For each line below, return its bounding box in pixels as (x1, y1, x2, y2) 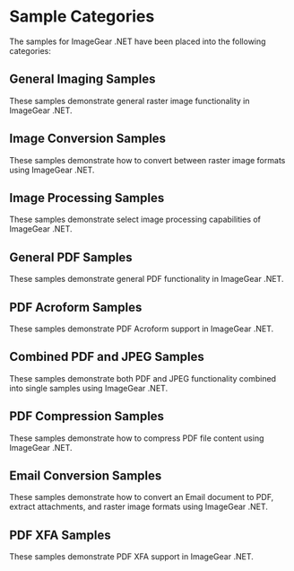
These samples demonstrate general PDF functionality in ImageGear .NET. (9, 274, 284, 285)
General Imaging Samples (9, 72, 156, 87)
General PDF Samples (9, 250, 133, 265)
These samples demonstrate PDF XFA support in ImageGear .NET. (9, 551, 254, 562)
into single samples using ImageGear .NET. (9, 382, 169, 393)
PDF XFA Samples (9, 527, 111, 542)
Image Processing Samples (9, 190, 165, 206)
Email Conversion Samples (9, 469, 162, 484)
